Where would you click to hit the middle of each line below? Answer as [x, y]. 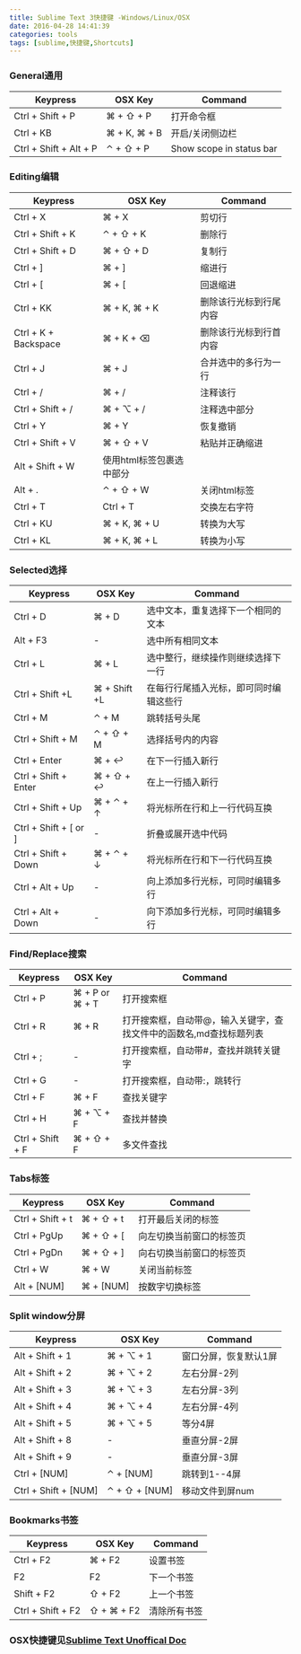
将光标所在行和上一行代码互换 [210, 808]
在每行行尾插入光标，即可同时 [210, 688]
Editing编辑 [34, 177]
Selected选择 [38, 569]
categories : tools [43, 34]
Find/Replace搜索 [48, 955]
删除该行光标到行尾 [241, 302]
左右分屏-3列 [210, 1390]
